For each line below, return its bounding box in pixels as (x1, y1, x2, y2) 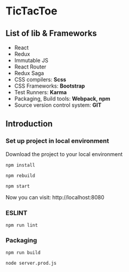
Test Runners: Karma (14, 89, 67, 95)
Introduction (5, 119, 53, 129)
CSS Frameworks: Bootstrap (14, 82, 85, 89)
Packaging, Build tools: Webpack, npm (14, 95, 110, 102)
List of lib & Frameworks (5, 28, 97, 38)
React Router (14, 63, 47, 70)
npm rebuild (5, 172, 35, 178)
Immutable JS (14, 57, 48, 64)
